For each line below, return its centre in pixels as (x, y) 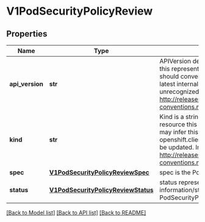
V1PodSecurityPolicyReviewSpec (99, 172)
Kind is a (172, 117)
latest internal (179, 84)
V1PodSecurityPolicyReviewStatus (101, 190)
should (169, 76)
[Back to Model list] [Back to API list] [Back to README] (76, 213)
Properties (27, 34)
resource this (178, 124)
